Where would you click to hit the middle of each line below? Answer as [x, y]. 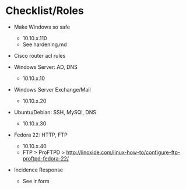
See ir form [36, 181]
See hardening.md [45, 44]
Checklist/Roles [45, 11]
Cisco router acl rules [40, 55]
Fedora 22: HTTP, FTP [41, 135]
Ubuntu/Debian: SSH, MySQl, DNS [55, 112]
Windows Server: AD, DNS [46, 67]
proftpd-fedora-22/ [46, 158]
